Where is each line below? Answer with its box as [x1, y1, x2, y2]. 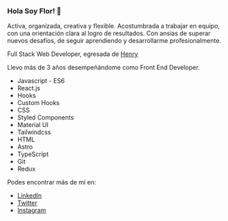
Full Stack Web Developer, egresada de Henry [7, 50, 138, 58]
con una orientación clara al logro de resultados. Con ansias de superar [7, 29, 211, 37]
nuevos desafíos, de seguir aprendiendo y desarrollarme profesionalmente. [7, 37, 222, 45]
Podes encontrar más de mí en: [7, 178, 97, 186]
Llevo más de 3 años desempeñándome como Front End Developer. [7, 64, 200, 72]
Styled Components [17, 113, 75, 122]
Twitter [17, 199, 38, 207]
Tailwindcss [17, 128, 51, 137]
